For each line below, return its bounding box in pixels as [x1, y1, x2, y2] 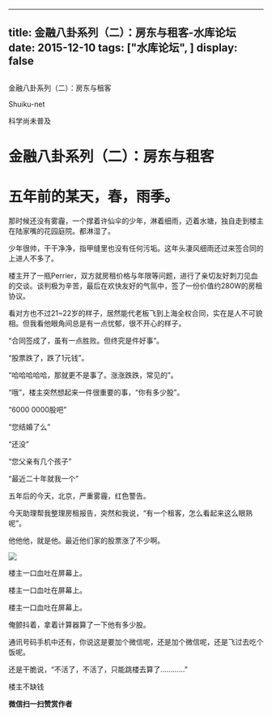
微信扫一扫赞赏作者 [8, 699, 73, 709]
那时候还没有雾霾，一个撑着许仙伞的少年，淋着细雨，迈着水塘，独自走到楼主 [8, 216, 264, 226]
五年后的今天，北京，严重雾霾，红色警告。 [8, 490, 151, 500]
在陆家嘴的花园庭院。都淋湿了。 [8, 226, 115, 235]
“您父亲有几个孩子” [8, 456, 72, 466]
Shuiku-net [8, 99, 45, 109]
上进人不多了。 [8, 253, 58, 263]
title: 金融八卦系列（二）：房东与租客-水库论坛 [8, 26, 236, 40]
